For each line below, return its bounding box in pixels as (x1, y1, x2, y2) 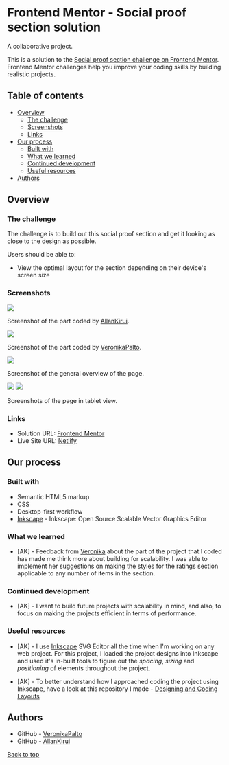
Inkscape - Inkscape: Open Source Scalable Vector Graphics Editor (16, 514, 207, 523)
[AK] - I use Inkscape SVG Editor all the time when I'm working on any (16, 642, 215, 650)
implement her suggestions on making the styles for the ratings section (16, 562, 219, 571)
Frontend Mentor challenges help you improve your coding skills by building (7, 62, 221, 71)
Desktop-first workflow (16, 507, 83, 516)
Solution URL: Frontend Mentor (16, 429, 105, 437)
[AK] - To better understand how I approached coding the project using (16, 677, 219, 685)
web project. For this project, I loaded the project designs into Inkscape (16, 649, 219, 657)
